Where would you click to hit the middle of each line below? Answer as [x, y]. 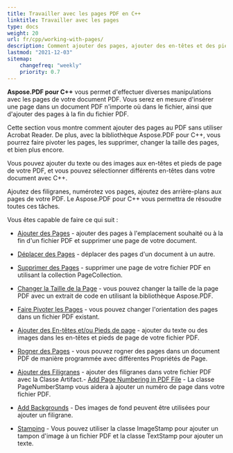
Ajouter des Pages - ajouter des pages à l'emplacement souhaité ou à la [120, 233]
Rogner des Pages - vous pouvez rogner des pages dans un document [119, 351]
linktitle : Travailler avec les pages [63, 20]
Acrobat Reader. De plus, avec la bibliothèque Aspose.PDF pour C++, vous [114, 135]
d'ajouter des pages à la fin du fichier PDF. [68, 114]
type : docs [23, 26]
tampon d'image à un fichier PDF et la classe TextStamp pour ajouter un [120, 436]
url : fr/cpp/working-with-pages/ [55, 40]
